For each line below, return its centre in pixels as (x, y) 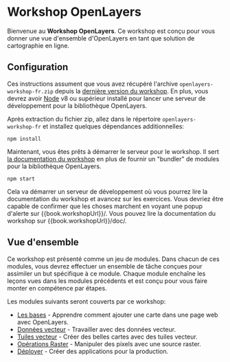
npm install (24, 139)
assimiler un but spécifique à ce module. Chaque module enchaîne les (106, 273)
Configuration (38, 67)
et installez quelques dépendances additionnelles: (113, 126)
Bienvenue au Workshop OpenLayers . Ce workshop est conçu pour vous (111, 31)
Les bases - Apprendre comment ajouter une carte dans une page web (117, 315)
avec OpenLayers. (43, 322)
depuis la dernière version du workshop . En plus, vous (131, 91)
